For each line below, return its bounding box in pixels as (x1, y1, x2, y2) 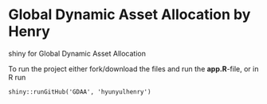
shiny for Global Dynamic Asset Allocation (8, 48, 146, 58)
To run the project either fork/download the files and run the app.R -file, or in (8, 64, 259, 73)
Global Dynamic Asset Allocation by (8, 6, 251, 24)
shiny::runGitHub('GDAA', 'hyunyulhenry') (8, 87, 151, 96)
